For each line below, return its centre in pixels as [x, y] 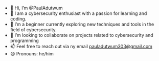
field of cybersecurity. [33, 30]
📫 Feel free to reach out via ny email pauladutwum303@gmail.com [81, 46]
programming [25, 40]
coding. [18, 19]
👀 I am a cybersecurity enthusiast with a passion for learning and [78, 13]
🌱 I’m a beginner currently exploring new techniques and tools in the [82, 24]
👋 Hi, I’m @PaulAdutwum [36, 8]
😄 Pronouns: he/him [32, 54]
